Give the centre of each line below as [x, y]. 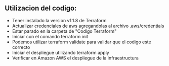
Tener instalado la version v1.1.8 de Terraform [59, 20]
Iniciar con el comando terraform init [50, 36]
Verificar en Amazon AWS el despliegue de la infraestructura [75, 58]
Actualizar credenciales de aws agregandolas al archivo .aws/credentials [88, 26]
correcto [21, 47]
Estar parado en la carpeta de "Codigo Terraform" [64, 31]
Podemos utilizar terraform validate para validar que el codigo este [81, 42]
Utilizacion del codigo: [41, 8]
